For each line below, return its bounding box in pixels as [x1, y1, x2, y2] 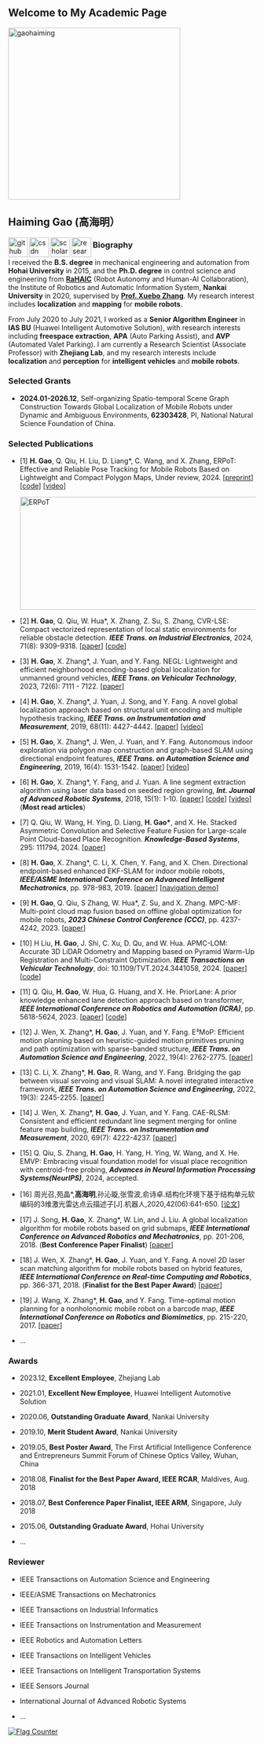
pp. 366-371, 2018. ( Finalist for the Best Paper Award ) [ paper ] [19, 1280, 222, 1290]
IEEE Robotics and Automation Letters [19, 1635, 143, 1645]
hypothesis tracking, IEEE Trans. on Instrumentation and [19, 714, 206, 723]
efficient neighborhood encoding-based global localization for [19, 665, 222, 674]
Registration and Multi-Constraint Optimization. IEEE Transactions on [19, 955, 245, 965]
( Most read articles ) [19, 802, 86, 812]
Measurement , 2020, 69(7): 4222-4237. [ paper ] [19, 1133, 178, 1143]
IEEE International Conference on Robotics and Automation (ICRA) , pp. [19, 1004, 255, 1013]
